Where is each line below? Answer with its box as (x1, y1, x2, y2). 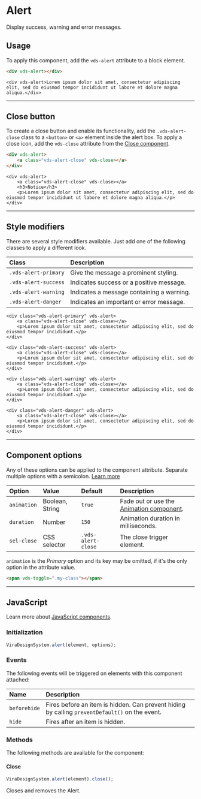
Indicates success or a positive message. (70, 278, 186, 287)
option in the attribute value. (6, 563, 76, 571)
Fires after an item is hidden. (45, 717, 126, 726)
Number (42, 518, 66, 526)
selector (42, 540, 66, 548)
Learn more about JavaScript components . (6, 613, 112, 620)
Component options (6, 450, 83, 460)
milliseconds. (120, 521, 157, 530)
